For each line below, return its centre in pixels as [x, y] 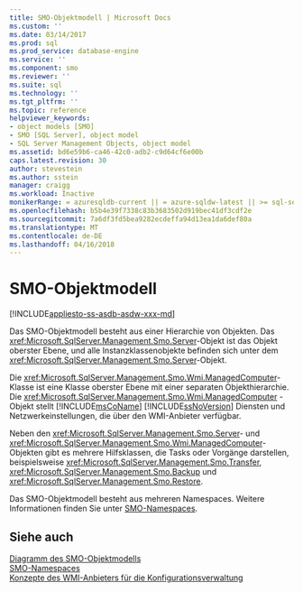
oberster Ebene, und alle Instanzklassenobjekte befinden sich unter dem [144, 351]
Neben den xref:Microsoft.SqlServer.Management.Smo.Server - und [134, 433]
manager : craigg [40, 186]
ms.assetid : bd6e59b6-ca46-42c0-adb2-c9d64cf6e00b [106, 152]
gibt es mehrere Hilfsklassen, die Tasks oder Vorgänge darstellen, [167, 453]
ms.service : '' [38, 60]
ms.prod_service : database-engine [74, 51]
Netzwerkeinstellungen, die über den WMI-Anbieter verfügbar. [125, 416]
